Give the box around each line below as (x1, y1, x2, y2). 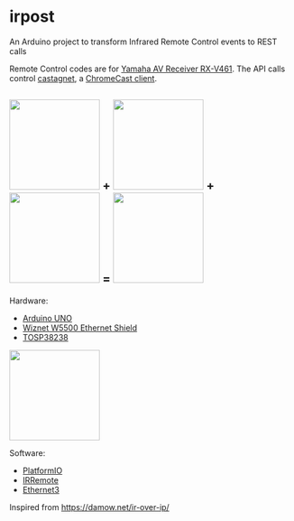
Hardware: (9, 295, 49, 306)
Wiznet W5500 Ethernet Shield (22, 322, 138, 333)
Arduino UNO (22, 312, 73, 323)
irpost (9, 6, 55, 27)
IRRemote (22, 474, 59, 485)
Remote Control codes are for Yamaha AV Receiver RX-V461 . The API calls (9, 63, 286, 74)
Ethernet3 (22, 484, 60, 495)
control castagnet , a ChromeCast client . (9, 72, 158, 83)
